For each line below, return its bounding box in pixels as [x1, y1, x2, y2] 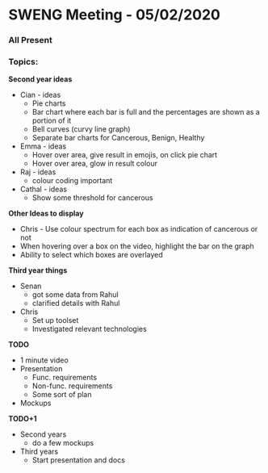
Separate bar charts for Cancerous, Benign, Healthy [31, 133, 205, 143]
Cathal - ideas [19, 184, 67, 195]
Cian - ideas [19, 90, 61, 100]
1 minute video [19, 355, 69, 365]
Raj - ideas [19, 167, 57, 177]
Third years [19, 446, 59, 457]
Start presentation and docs [31, 455, 125, 465]
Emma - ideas [19, 141, 67, 151]
